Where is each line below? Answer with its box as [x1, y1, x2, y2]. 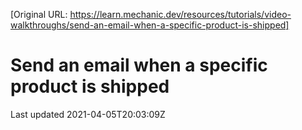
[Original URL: [10, 9, 68, 20]
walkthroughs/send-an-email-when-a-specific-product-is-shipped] [10, 19, 290, 31]
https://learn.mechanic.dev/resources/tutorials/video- [69, 9, 292, 20]
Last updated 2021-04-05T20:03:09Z [10, 108, 166, 120]
